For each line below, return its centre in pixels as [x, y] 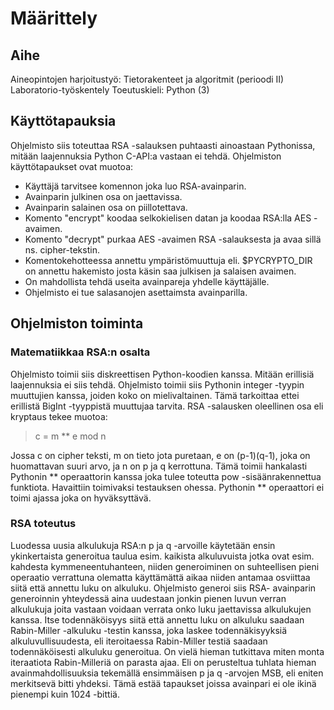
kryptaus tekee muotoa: [59, 416]
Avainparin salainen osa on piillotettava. [106, 207]
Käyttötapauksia [63, 121]
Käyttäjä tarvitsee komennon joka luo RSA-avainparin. [135, 186]
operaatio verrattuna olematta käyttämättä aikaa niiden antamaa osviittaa [160, 577]
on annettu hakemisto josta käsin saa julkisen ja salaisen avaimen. [160, 271]
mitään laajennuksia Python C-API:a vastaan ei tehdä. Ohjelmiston [146, 156]
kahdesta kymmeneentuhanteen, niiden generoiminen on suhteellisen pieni [165, 566]
